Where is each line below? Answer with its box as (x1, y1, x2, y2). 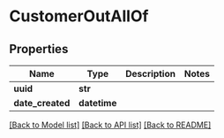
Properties (9, 42, 69, 57)
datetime (78, 97, 117, 109)
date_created (13, 97, 71, 109)
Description (125, 68, 176, 80)
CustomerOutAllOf (9, 6, 149, 27)
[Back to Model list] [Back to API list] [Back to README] (9, 119, 212, 130)
